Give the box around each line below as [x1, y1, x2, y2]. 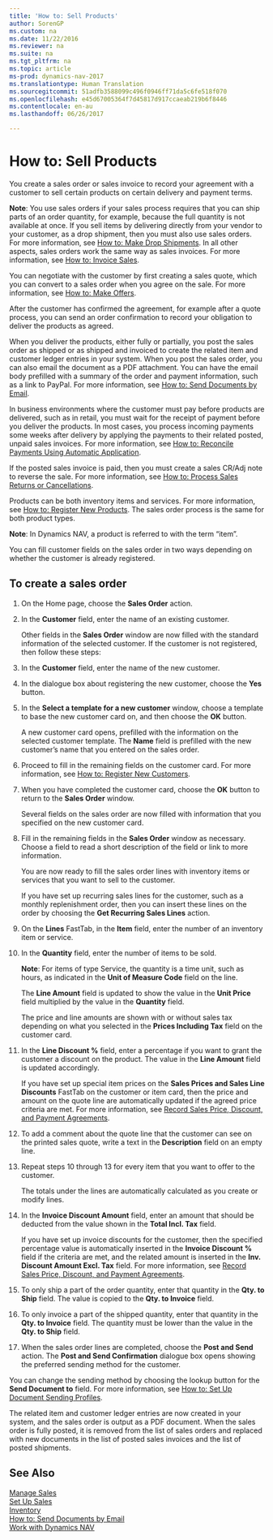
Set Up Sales [9, 1496, 53, 1506]
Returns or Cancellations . [9, 480, 94, 490]
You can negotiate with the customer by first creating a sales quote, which [9, 270, 258, 280]
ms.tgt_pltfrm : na [9, 58, 71, 66]
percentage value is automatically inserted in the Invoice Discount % [20, 1243, 252, 1253]
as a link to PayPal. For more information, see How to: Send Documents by [9, 379, 258, 390]
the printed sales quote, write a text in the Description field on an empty [20, 1137, 262, 1147]
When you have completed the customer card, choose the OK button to [20, 784, 260, 794]
